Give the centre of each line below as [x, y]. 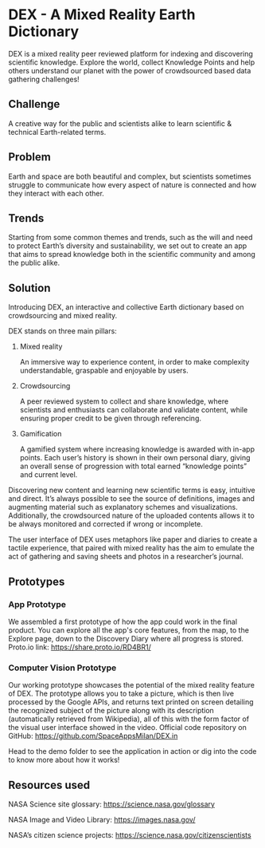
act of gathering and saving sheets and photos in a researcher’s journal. [126, 557]
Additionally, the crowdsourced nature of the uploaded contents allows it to [131, 515]
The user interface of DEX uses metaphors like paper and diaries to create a [133, 539]
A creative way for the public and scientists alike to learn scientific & [120, 123]
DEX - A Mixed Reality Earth [102, 15]
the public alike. [34, 263]
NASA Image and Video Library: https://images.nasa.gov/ [102, 819]
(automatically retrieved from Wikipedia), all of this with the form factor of [129, 719]
